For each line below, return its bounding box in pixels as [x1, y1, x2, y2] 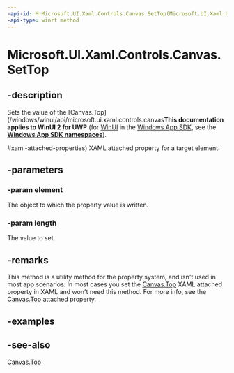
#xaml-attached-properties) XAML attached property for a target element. [7, 144, 221, 152]
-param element [7, 184, 63, 194]
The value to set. [7, 234, 56, 242]
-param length [7, 218, 57, 228]
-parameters [7, 163, 63, 175]
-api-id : [7, 10, 33, 17]
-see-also [7, 339, 51, 351]
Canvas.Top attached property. [7, 295, 96, 304]
